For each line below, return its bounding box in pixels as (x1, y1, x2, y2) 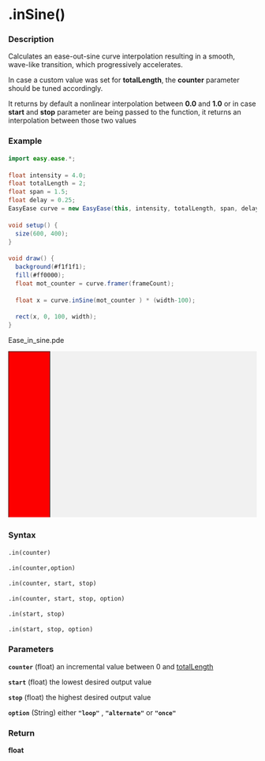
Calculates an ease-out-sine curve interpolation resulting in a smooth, (8, 51, 235, 61)
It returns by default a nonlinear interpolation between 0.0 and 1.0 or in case (8, 99, 256, 108)
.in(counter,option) (8, 564, 77, 572)
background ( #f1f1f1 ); (15, 263, 87, 271)
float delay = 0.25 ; (8, 196, 77, 205)
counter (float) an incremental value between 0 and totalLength (8, 661, 214, 671)
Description (8, 34, 54, 45)
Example (8, 136, 43, 147)
